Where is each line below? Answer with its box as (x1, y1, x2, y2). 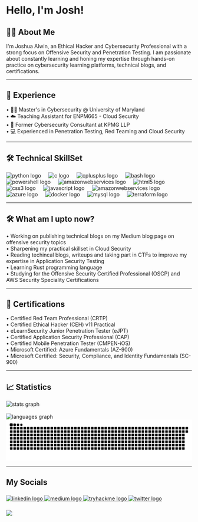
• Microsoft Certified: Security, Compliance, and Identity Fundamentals (6, 352, 179, 360)
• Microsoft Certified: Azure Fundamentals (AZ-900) (6, 346, 133, 353)
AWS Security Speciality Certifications (6, 277, 99, 284)
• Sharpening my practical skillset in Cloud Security (6, 245, 131, 252)
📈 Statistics (6, 382, 52, 392)
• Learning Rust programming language (6, 264, 103, 271)
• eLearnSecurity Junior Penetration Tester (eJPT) (6, 327, 128, 334)
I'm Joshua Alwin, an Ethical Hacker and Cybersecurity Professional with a (6, 42, 187, 50)
